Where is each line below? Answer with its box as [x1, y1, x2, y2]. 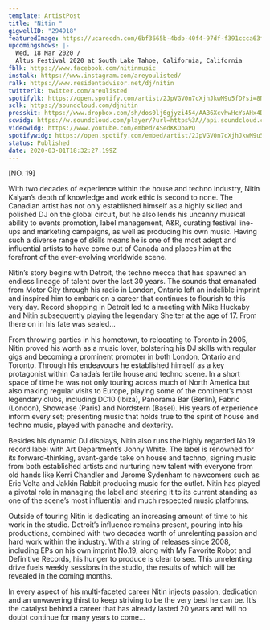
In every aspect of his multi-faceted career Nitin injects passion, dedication [8, 587, 257, 596]
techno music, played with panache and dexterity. [8, 420, 174, 430]
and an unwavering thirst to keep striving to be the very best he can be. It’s [8, 595, 256, 605]
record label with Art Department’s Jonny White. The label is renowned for [8, 444, 255, 455]
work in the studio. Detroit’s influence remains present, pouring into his [8, 520, 243, 529]
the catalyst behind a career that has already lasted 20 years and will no [8, 604, 247, 614]
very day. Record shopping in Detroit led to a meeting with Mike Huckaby [8, 303, 251, 312]
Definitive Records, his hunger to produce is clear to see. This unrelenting [8, 554, 252, 564]
